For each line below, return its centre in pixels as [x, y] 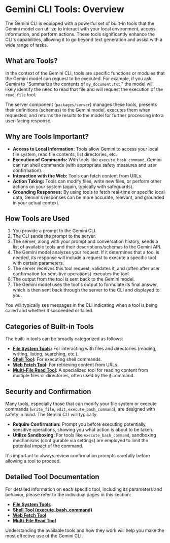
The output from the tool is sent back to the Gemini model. [74, 279]
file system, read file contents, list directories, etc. [65, 154]
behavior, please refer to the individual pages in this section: [68, 494]
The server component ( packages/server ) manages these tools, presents [81, 104]
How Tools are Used [38, 218]
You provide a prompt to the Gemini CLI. [55, 231]
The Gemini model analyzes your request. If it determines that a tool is [86, 252]
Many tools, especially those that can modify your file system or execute [81, 404]
